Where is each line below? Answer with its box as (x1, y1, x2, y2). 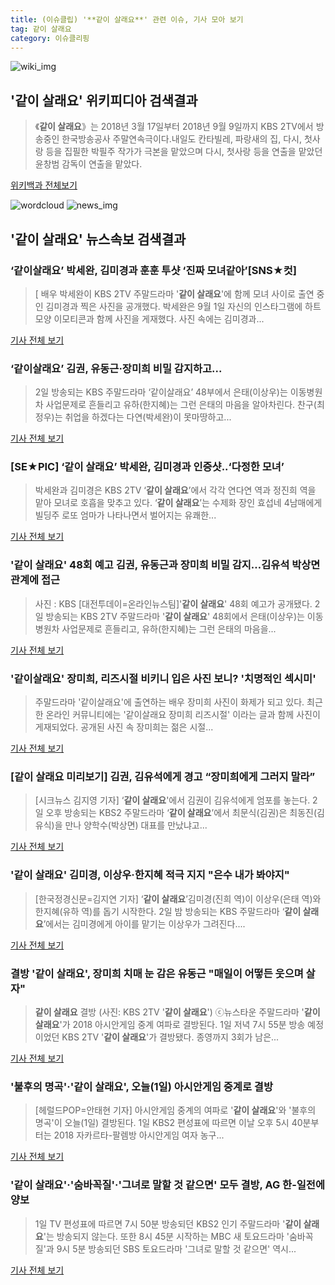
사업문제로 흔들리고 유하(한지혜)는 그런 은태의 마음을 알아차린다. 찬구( (45, 399, 317, 411)
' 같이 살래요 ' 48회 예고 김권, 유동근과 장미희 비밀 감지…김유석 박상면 (10, 558, 321, 572)
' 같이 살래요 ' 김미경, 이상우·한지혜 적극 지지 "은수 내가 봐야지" (10, 868, 290, 882)
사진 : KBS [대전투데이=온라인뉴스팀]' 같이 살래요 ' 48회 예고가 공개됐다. (34, 597, 313, 610)
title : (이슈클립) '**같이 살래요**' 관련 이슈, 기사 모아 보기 (10, 14, 244, 25)
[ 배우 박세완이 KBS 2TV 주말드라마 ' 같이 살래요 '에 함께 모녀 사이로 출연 (34, 287, 315, 300)
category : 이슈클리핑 (10, 33, 90, 43)
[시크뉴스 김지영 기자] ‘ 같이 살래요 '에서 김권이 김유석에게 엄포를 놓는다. (34, 794, 311, 806)
